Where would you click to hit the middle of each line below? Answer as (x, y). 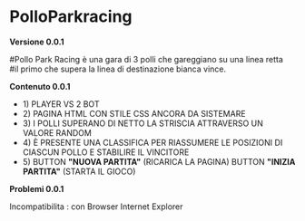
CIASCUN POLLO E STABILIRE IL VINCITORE (106, 152)
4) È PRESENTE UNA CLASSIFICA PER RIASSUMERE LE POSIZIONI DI (152, 142)
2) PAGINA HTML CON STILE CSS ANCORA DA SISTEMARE (134, 113)
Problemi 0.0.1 (37, 188)
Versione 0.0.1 (37, 42)
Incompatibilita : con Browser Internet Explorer (96, 207)
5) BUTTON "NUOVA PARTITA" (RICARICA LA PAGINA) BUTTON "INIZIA (159, 161)
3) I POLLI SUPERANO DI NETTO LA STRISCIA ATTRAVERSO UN (143, 123)
